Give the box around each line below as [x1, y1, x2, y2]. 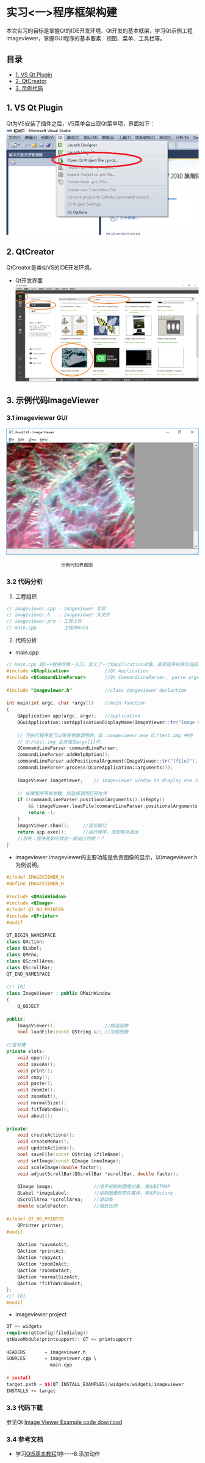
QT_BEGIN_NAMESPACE [6, 933, 56, 939]
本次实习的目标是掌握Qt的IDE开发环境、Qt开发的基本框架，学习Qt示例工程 [6, 27, 193, 34]
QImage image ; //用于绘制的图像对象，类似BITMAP [17, 1184, 171, 1190]
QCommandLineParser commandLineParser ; [17, 745, 119, 752]
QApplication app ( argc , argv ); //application [17, 713, 140, 719]
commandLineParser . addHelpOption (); [17, 752, 111, 758]
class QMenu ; [6, 952, 40, 958]
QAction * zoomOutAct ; [17, 1267, 72, 1274]
